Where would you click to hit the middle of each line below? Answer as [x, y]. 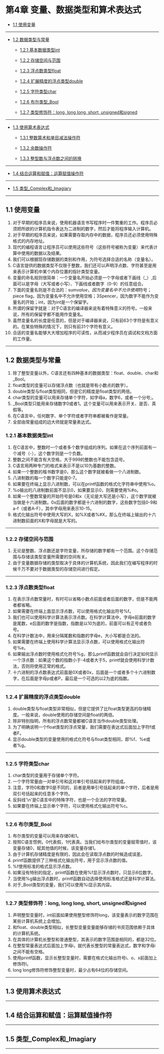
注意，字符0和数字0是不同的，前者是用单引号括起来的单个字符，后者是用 [86, 787]
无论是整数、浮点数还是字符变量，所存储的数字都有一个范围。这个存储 [83, 551]
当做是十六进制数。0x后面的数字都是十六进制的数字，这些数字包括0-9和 [85, 502]
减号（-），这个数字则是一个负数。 [51, 453]
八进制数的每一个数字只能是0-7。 [46, 478]
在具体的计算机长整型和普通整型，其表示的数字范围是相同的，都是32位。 [85, 939]
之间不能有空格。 [30, 951]
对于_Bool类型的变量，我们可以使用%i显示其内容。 [63, 885]
